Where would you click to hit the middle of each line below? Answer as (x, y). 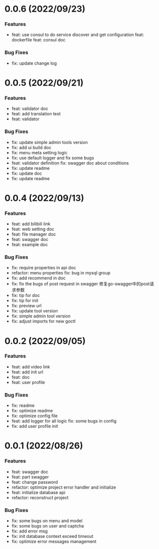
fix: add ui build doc (31, 147)
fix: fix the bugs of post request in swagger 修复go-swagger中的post (80, 284)
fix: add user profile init (35, 426)
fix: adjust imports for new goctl (44, 321)
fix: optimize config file (35, 416)
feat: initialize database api (38, 492)
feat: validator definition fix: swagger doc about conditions (70, 163)
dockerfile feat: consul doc (38, 40)
